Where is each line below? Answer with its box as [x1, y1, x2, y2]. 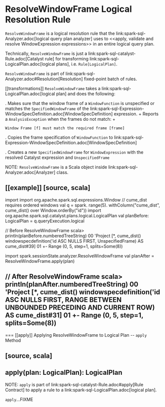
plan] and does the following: [56, 91, 116, 97]
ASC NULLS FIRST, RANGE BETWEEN [5, 296, 122, 304]
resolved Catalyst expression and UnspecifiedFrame [5, 154, 110, 160]
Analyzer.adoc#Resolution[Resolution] [5, 76, 83, 82]
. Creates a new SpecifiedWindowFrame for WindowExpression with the [5, 149, 144, 155]
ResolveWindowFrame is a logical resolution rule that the [5, 30, 115, 36]
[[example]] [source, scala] [5, 184, 90, 192]
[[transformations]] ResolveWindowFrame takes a [5, 85, 101, 91]
